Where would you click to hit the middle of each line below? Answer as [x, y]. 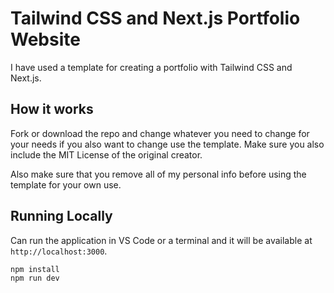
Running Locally [61, 216]
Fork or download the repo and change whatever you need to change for [160, 133]
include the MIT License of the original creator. [106, 154]
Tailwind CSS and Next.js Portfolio [155, 18]
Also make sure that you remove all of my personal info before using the [158, 174]
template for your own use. [66, 184]
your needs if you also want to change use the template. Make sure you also [167, 144]
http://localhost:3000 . [59, 251]
